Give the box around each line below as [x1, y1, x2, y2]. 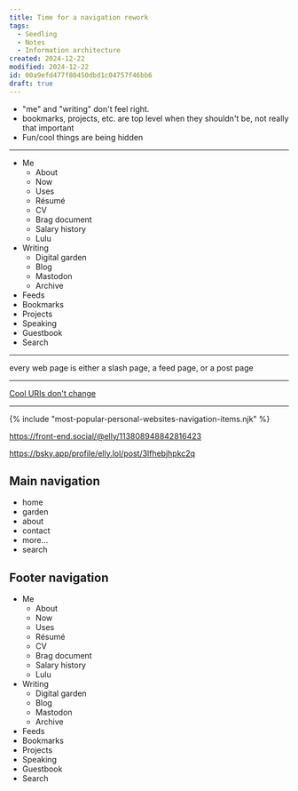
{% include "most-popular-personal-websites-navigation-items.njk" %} [9, 413, 271, 424]
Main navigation [9, 474, 100, 489]
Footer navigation [9, 570, 109, 585]
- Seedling [17, 29, 58, 38]
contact [21, 525, 51, 536]
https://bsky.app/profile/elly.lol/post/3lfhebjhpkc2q [9, 448, 196, 459]
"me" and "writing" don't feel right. [21, 103, 150, 114]
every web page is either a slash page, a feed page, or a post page [9, 362, 255, 373]
